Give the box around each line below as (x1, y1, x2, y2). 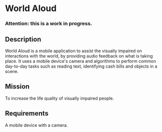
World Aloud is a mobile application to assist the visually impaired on (5, 48, 142, 54)
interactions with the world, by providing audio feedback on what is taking (5, 53, 153, 59)
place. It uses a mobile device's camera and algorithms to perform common (5, 58, 156, 64)
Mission (5, 83, 30, 91)
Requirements (5, 109, 49, 117)
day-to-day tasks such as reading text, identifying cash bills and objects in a (5, 63, 158, 69)
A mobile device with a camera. (5, 122, 68, 128)
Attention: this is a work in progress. (5, 20, 93, 27)
